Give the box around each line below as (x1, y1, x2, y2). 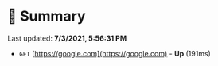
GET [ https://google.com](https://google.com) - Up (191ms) (18, 49, 212, 58)
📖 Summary (7, 7, 86, 25)
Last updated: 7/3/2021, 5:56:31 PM (7, 33, 127, 43)
